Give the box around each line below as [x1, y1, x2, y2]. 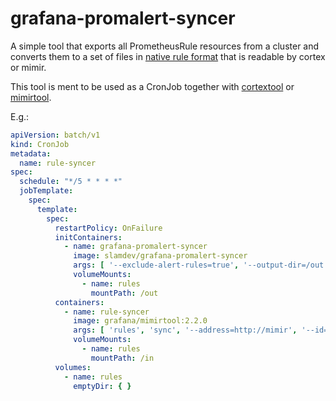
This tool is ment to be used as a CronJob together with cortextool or [10, 80, 295, 92]
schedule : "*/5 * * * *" [19, 177, 123, 187]
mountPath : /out [90, 288, 159, 298]
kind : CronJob [10, 139, 70, 149]
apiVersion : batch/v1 [10, 130, 101, 140]
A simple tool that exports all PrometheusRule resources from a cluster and [10, 40, 320, 52]
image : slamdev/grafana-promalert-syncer [73, 251, 248, 261]
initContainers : [54, 232, 123, 242]
